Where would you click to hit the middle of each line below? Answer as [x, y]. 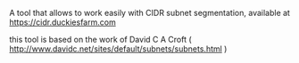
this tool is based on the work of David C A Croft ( [100, 39]
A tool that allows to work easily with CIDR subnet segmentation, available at [149, 13]
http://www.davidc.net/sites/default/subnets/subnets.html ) [118, 49]
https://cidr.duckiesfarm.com [62, 22]
